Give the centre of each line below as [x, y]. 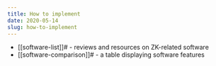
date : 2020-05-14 [33, 21]
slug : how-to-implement [42, 27]
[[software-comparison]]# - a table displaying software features [111, 55]
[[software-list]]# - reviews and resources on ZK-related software [113, 48]
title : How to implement [44, 14]
